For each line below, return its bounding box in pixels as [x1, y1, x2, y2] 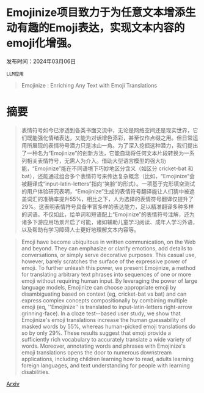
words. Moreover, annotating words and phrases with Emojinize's [21, 342, 186, 350]
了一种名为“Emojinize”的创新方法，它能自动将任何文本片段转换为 [21, 149, 184, 157]
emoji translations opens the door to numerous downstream [21, 348, 172, 356]
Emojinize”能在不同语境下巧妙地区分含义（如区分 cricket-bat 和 [34, 165, 194, 172]
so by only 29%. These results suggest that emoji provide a [21, 329, 171, 337]
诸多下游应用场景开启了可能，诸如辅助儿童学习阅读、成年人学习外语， [21, 218, 199, 225]
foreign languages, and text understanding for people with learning [21, 362, 191, 369]
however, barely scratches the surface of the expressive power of [21, 258, 188, 265]
